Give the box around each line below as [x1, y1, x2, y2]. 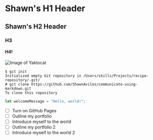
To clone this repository [5, 90, 57, 95]
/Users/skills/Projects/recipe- [83, 73, 149, 78]
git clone [9, 82, 29, 87]
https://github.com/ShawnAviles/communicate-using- [31, 82, 138, 87]
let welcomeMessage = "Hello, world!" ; [5, 99, 86, 104]
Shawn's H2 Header [5, 22, 67, 31]
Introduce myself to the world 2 [12, 129, 75, 135]
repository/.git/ [5, 77, 40, 83]
